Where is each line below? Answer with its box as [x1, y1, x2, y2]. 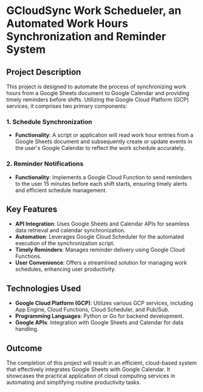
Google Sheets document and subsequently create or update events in [15, 138, 193, 145]
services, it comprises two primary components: [6, 102, 128, 110]
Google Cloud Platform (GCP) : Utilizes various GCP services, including [15, 299, 193, 307]
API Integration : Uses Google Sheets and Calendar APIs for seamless [15, 220, 190, 227]
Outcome [6, 343, 43, 354]
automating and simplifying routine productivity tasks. [6, 379, 141, 386]
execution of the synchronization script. [15, 240, 115, 247]
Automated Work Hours [6, 16, 129, 30]
